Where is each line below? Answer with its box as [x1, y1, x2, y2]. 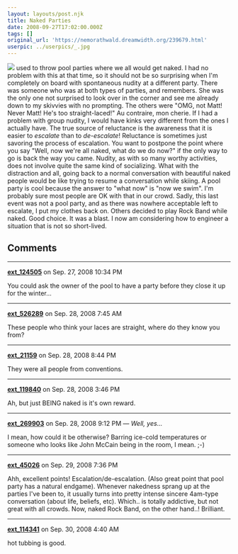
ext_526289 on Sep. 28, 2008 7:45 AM [7, 309, 123, 317]
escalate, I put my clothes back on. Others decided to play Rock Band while [7, 207, 228, 215]
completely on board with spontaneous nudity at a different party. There [7, 79, 218, 87]
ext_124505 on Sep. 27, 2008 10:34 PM [7, 267, 123, 276]
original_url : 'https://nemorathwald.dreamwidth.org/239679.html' [7, 37, 208, 44]
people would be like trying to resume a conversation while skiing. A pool [7, 176, 221, 185]
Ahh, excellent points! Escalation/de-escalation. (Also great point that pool [7, 474, 225, 482]
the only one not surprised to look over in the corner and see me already [7, 94, 219, 102]
